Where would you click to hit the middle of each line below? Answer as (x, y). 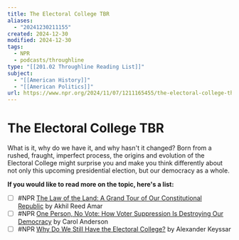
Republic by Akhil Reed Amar (60, 206)
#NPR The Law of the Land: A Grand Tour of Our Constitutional (110, 198)
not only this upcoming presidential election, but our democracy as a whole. (118, 170)
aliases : (20, 21)
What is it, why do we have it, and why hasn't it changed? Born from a (110, 148)
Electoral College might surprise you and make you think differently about (115, 163)
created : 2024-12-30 (38, 34)
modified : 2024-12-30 (39, 40)
